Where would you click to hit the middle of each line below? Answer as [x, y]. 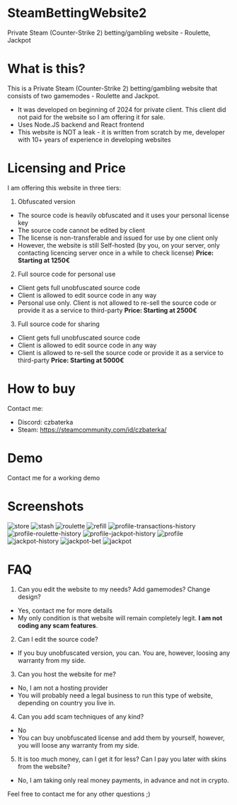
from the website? [44, 766]
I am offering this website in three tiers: [64, 187]
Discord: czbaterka [45, 422]
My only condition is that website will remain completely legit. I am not [120, 618]
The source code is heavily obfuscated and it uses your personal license [123, 215]
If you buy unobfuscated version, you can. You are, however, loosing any [124, 653]
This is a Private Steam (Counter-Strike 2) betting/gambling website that [112, 88]
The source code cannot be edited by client [81, 230]
